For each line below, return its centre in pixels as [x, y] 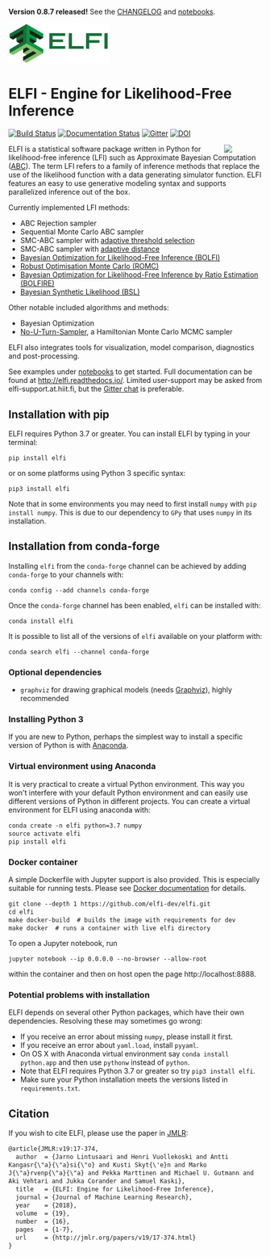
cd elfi [21, 912]
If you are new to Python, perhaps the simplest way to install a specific [126, 737]
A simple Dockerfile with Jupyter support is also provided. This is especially [134, 879]
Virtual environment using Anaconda [82, 767]
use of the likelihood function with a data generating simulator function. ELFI [135, 175]
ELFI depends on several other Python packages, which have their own [126, 1012]
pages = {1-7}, [45, 1230]
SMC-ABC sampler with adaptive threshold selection [107, 241]
